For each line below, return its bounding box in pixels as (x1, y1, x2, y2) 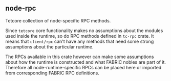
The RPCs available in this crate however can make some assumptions (5, 53, 154, 60)
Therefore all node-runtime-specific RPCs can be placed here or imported (5, 64, 162, 70)
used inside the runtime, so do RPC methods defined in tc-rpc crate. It (5, 33, 154, 39)
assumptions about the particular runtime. (5, 43, 94, 50)
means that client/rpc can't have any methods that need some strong (5, 38, 154, 44)
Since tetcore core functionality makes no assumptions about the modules (5, 28, 163, 34)
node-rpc (5, 4, 36, 13)
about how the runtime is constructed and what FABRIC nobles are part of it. (5, 59, 166, 65)
